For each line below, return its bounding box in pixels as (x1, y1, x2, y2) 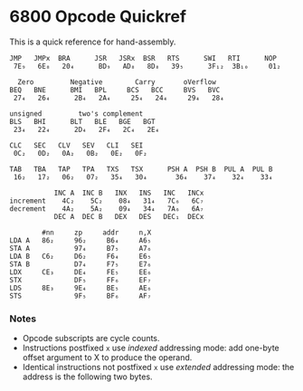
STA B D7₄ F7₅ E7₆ (9, 260, 152, 269)
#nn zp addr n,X (42, 228, 152, 237)
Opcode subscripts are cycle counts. (22, 333, 160, 344)
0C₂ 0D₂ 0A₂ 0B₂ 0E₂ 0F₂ (13, 148, 147, 157)
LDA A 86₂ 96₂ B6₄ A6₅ (9, 235, 152, 245)
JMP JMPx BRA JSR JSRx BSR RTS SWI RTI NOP (9, 53, 278, 62)
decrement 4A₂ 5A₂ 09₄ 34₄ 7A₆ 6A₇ (9, 204, 204, 214)
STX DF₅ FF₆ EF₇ (9, 275, 152, 284)
